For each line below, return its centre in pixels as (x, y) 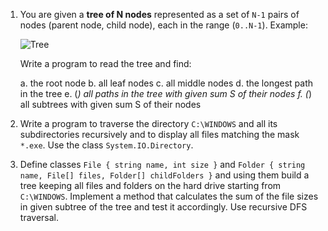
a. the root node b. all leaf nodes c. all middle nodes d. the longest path (166, 83)
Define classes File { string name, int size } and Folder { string (162, 164)
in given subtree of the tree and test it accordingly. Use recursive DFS (163, 207)
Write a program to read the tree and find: (105, 63)
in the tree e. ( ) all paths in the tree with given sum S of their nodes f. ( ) (166, 93)
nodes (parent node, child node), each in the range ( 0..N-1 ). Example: (163, 25)
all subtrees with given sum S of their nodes (110, 104)
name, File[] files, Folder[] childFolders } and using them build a (164, 175)
